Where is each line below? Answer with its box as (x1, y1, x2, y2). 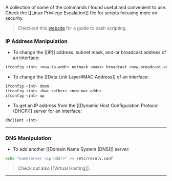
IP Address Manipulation (5, 38, 68, 45)
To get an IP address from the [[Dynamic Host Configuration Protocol (12, 102, 159, 109)
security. (5, 15, 24, 21)
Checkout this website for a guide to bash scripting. (17, 25, 127, 31)
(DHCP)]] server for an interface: (12, 108, 82, 114)
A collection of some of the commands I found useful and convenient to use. (5, 5, 167, 10)
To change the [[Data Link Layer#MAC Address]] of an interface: (12, 74, 149, 80)
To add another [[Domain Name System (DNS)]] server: (12, 146, 130, 152)
